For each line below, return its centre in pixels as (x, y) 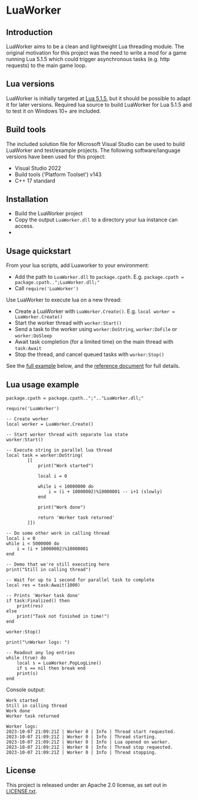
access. (24, 226)
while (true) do (26, 658)
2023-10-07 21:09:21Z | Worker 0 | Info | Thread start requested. (91, 732)
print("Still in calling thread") (49, 570)
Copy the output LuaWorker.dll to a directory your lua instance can (96, 220)
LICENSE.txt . (22, 791)
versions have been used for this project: (56, 156)
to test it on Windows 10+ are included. (54, 111)
